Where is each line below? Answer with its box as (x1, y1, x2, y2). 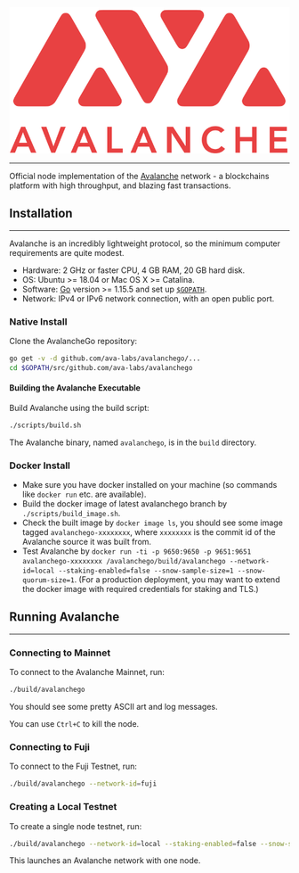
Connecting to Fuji (9, 740, 91, 753)
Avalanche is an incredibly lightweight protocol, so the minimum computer (9, 238, 281, 249)
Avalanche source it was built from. (21, 537, 152, 548)
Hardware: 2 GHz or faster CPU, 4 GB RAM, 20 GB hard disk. (21, 265, 246, 276)
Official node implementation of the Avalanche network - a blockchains (9, 170, 270, 181)
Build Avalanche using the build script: (9, 402, 149, 413)
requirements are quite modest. (9, 247, 125, 258)
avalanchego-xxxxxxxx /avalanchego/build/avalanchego (21, 557, 226, 566)
